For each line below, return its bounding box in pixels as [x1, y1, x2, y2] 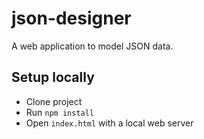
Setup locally [11, 69, 95, 86]
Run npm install [25, 106, 95, 118]
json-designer [11, 7, 132, 30]
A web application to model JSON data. [11, 40, 174, 52]
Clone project [25, 95, 83, 107]
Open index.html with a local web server [25, 117, 194, 129]
